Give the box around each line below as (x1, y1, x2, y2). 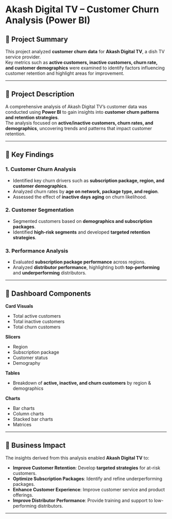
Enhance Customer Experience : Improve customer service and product (12, 486, 165, 492)
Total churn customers (12, 324, 60, 330)
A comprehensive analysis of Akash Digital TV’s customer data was (5, 103, 147, 110)
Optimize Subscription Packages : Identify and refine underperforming (12, 475, 163, 482)
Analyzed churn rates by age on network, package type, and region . (12, 188, 159, 194)
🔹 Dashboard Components (5, 289, 91, 298)
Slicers (5, 334, 20, 340)
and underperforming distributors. (12, 270, 87, 276)
